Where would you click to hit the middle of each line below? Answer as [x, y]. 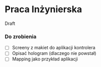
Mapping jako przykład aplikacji [45, 59]
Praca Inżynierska [43, 9]
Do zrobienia [20, 37]
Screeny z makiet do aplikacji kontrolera [54, 48]
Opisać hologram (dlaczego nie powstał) [54, 53]
